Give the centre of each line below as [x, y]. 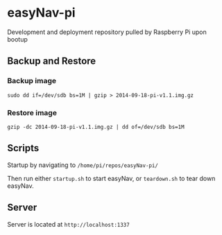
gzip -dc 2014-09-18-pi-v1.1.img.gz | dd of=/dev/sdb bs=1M [96, 127]
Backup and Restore [52, 61]
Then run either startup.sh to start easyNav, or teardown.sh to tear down [111, 178]
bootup [17, 39]
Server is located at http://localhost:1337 [68, 224]
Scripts [23, 148]
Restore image [32, 112]
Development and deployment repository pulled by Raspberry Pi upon [107, 32]
